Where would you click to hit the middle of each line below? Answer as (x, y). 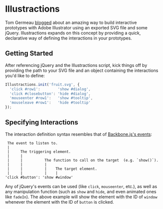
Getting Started (29, 53)
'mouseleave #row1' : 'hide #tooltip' (50, 103)
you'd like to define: (25, 75)
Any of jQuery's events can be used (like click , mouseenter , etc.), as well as (81, 186)
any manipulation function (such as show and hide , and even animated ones (81, 191)
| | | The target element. (52, 169)
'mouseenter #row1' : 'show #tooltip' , (51, 98)
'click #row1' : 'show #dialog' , (50, 89)
